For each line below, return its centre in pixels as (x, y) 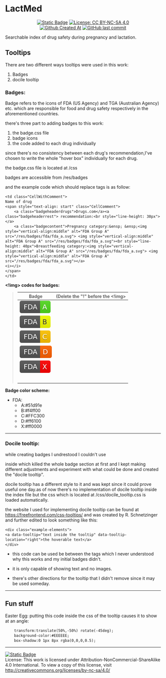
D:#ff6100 (31, 421)
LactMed (24, 9)
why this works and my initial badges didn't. (57, 559)
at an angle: (17, 621)
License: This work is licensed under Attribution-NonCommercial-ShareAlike (83, 660)
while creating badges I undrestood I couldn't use (56, 454)
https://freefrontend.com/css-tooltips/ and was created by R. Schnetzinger (82, 515)
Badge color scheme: (27, 390)
